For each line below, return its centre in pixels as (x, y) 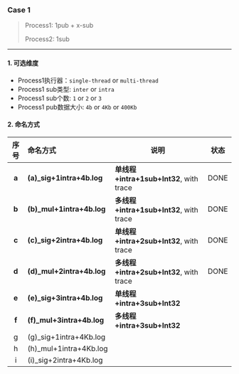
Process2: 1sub (47, 39)
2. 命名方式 (24, 124)
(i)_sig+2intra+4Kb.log (65, 360)
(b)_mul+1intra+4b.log (67, 209)
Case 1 (19, 10)
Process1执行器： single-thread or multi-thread (88, 80)
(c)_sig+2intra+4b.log (65, 240)
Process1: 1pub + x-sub (59, 26)
